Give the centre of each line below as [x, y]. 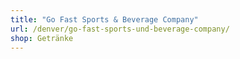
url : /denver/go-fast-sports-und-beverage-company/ [120, 29]
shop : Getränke [42, 38]
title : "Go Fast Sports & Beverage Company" [104, 19]
